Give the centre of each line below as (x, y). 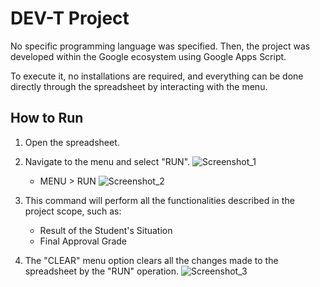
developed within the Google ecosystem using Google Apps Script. (148, 56)
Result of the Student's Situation (106, 230)
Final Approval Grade (83, 241)
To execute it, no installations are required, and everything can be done (157, 76)
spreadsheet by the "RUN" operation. (101, 271)
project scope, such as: (73, 211)
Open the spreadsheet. (72, 142)
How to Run (47, 118)
